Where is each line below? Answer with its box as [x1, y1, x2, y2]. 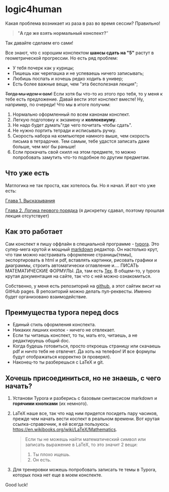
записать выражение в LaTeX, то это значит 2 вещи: [25, 441, 138, 448]
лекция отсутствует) [5, 212, 49, 218]
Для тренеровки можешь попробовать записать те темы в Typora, [12, 467, 157, 473]
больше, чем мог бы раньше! [12, 143, 76, 150]
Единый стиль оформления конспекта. [12, 322, 96, 328]
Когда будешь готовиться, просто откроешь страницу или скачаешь [12, 343, 161, 349]
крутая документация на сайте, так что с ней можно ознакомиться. [5, 273, 152, 279]
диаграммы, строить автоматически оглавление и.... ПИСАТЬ [5, 262, 139, 269]
